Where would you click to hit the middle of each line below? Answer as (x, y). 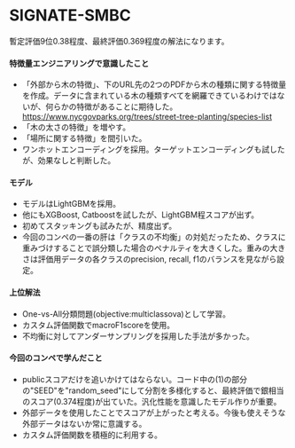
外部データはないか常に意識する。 (84, 423)
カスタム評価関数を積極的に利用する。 (92, 435)
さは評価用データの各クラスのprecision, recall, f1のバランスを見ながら (149, 259)
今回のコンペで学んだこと (56, 358)
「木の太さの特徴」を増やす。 (76, 127)
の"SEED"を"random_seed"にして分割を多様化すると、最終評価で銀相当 (153, 390)
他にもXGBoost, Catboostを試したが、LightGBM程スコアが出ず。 (140, 215)
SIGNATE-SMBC (70, 16)
